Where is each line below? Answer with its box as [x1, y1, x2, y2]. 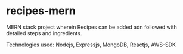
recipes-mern [6, 4, 76, 18]
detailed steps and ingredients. [6, 29, 82, 36]
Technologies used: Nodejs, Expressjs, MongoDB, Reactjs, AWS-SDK [6, 41, 176, 48]
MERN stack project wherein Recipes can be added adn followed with [6, 23, 178, 31]
